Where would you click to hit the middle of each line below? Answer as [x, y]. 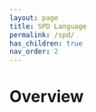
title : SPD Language [48, 26]
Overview [47, 97]
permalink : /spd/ [42, 35]
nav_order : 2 [34, 52]
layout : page [34, 18]
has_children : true [46, 43]
